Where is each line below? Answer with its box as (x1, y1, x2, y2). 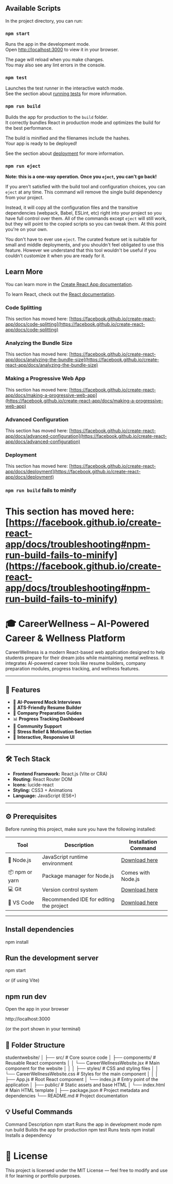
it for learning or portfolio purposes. (5, 1173, 81, 1179)
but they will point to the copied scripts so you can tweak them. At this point (5, 221, 166, 227)
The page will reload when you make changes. (5, 57, 105, 63)
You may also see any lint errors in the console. (5, 62, 106, 68)
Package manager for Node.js (42, 872, 114, 879)
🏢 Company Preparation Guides (12, 710, 82, 716)
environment (42, 859, 73, 867)
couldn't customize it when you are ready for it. (5, 253, 106, 259)
